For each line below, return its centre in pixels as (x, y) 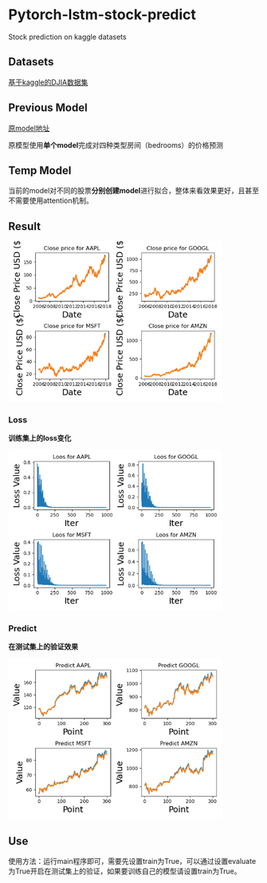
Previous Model (48, 108)
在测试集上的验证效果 (43, 646)
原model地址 (29, 128)
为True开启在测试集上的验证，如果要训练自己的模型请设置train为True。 (125, 871)
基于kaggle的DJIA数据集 (48, 82)
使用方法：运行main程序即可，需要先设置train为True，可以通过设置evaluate (132, 861)
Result (25, 226)
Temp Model (40, 170)
